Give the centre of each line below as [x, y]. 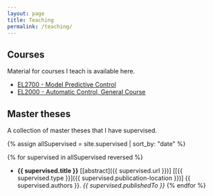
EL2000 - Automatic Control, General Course [81, 92]
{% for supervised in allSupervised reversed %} [75, 157]
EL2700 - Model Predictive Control [66, 84]
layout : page [26, 14]
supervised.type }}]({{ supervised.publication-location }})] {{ [104, 178]
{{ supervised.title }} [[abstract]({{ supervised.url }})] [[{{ [100, 171]
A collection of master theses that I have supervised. [82, 130]
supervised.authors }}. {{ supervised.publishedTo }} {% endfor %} [111, 185]
